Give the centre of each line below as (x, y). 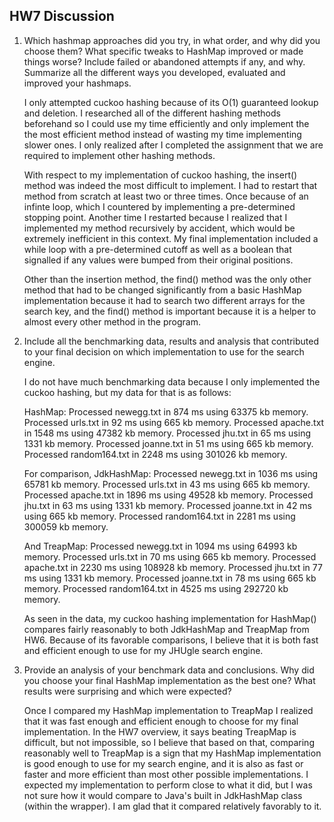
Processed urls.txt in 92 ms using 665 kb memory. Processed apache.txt (174, 422)
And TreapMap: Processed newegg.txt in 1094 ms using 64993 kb (160, 546)
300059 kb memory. (66, 526)
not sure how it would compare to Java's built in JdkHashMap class (163, 795)
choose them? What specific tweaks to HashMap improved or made (163, 51)
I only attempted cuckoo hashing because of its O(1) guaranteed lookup (171, 102)
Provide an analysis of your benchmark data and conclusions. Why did (169, 670)
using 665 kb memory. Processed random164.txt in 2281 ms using (159, 516)
